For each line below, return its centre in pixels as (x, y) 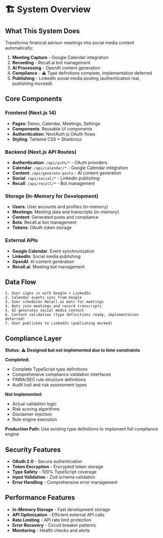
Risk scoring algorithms (36, 409)
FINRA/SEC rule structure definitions (49, 380)
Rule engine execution (35, 419)
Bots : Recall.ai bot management (44, 222)
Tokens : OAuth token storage (42, 228)
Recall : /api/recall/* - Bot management (53, 183)
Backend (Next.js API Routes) (41, 152)
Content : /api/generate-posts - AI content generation (67, 173)
